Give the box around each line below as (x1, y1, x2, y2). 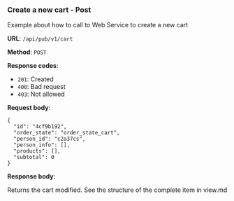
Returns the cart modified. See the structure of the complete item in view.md (7, 186, 228, 194)
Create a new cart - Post (7, 5, 92, 15)
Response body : (7, 172, 56, 181)
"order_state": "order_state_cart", (13, 130, 120, 137)
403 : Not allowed (17, 90, 65, 99)
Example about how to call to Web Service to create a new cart (7, 21, 189, 29)
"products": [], (13, 148, 61, 155)
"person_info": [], (13, 141, 71, 148)
